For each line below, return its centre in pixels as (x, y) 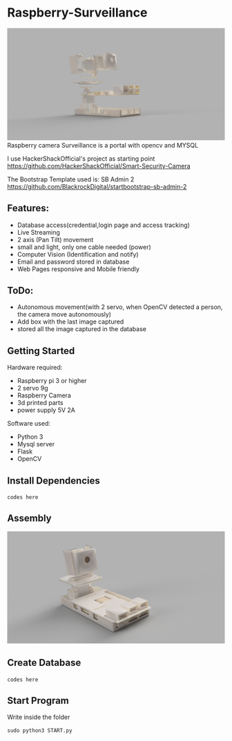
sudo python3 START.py (40, 731)
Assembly (29, 518)
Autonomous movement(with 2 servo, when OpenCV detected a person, (120, 307)
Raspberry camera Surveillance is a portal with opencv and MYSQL (103, 145)
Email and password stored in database (73, 261)
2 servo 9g (32, 388)
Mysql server (36, 444)
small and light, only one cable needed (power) (84, 247)
